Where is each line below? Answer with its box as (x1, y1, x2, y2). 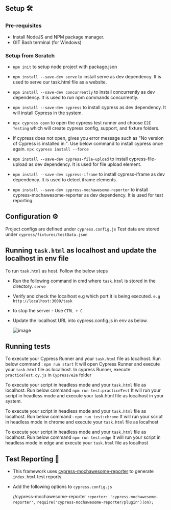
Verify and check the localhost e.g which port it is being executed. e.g (12, 293, 160, 299)
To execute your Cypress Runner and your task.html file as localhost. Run (5, 355, 161, 362)
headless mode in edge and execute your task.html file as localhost (5, 440, 149, 446)
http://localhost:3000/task (12, 299, 72, 304)
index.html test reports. (12, 474, 63, 480)
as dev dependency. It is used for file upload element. (28, 161, 142, 167)
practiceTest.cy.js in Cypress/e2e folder (5, 372, 92, 378)
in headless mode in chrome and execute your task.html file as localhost (5, 419, 159, 425)
